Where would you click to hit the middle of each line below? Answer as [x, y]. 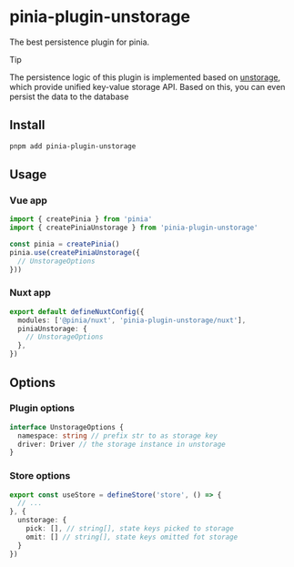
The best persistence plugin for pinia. [80, 42]
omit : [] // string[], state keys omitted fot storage [132, 537]
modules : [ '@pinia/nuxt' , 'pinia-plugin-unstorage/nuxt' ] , [132, 320]
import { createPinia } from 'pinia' [81, 219]
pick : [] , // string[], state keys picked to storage [130, 529]
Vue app [29, 200]
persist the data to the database [69, 96]
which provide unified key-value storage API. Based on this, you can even [147, 86]
